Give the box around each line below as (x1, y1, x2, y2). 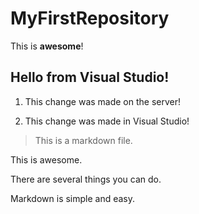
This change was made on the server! (24, 95, 182, 107)
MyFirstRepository (10, 7, 170, 30)
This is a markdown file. (34, 134, 133, 146)
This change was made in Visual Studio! (24, 115, 190, 127)
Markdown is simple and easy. (10, 192, 136, 204)
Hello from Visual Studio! (10, 69, 170, 86)
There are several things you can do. (10, 173, 162, 185)
